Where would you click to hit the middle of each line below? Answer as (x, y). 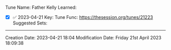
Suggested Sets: (30, 23)
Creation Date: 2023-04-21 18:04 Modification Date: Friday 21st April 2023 (83, 38)
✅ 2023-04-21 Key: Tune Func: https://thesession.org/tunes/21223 (83, 17)
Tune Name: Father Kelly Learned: (41, 7)
